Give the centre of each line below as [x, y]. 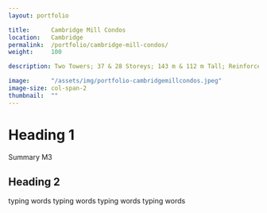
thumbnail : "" [33, 95]
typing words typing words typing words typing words [97, 201]
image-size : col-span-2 [48, 88]
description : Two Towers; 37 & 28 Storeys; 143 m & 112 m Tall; [117, 67]
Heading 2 [35, 182]
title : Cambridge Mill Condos [67, 30]
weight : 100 [35, 52]
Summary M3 [31, 157]
